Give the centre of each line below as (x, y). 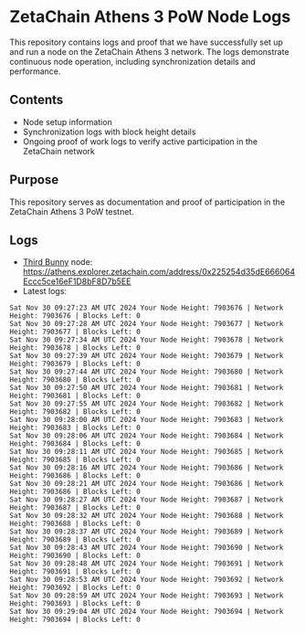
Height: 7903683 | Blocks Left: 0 (75, 428)
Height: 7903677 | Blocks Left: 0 (75, 332)
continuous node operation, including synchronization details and (132, 61)
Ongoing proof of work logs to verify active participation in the (140, 141)
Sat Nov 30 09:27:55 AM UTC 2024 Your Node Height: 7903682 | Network (147, 404)
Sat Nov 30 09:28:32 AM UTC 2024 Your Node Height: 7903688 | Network (147, 516)
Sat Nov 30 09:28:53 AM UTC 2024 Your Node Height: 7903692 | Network (147, 580)
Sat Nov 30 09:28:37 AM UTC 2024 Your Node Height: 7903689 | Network (147, 532)
